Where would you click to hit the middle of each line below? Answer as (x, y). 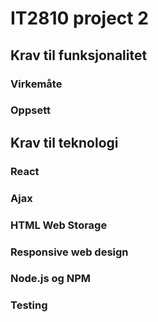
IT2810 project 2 (79, 18)
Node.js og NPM (51, 279)
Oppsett (30, 110)
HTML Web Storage (59, 225)
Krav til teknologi (64, 142)
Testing (29, 305)
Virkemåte (36, 84)
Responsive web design (69, 252)
